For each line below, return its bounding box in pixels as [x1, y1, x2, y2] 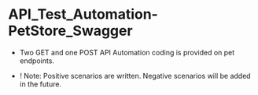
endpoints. [19, 56, 55, 65]
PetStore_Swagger [8, 22, 133, 40]
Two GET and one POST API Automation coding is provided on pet [19, 47, 235, 57]
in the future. [19, 79, 61, 89]
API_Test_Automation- [8, 5, 159, 23]
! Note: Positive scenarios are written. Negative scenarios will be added [19, 71, 251, 80]
